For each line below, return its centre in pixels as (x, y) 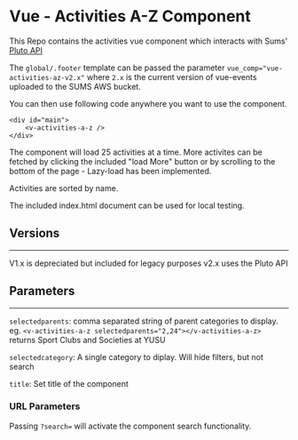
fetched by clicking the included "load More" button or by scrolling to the (142, 161)
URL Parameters (45, 406)
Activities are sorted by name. (64, 188)
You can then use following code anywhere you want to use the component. (148, 103)
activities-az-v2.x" (47, 77)
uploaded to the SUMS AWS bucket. (75, 86)
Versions (35, 233)
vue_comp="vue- (255, 68)
